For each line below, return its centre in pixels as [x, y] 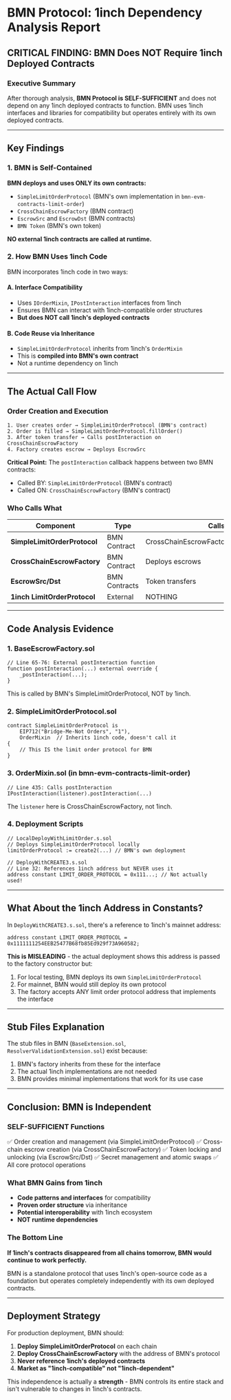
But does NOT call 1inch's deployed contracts [83, 318]
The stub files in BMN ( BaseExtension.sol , [67, 1044]
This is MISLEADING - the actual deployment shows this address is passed [114, 956]
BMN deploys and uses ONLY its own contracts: [77, 183]
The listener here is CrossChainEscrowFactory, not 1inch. [90, 806]
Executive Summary [42, 83]
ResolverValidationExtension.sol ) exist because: [77, 1051]
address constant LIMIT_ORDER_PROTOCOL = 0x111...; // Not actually [107, 874]
